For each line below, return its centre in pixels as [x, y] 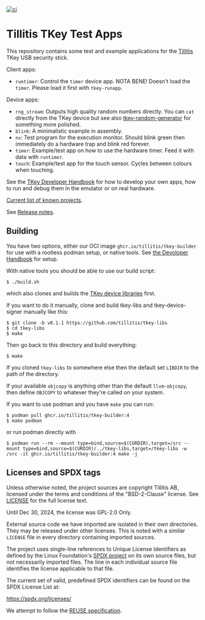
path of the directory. [33, 374]
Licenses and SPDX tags [53, 473]
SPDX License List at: [33, 586]
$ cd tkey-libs [26, 328]
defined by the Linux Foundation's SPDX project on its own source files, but [101, 555]
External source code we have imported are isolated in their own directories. [102, 524]
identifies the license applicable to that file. [60, 568]
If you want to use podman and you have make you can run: [80, 404]
